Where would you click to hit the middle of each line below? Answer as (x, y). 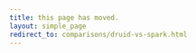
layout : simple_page (48, 26)
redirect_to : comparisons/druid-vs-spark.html (98, 34)
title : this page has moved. (64, 18)
